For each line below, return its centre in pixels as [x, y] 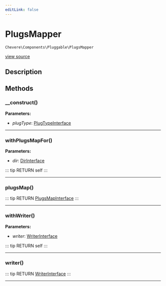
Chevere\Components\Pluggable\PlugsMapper [49, 47]
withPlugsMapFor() [29, 140]
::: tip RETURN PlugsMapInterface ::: [42, 198]
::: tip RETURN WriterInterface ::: [38, 274]
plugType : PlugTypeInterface [41, 123]
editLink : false [22, 10]
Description [23, 72]
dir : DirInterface [28, 160]
